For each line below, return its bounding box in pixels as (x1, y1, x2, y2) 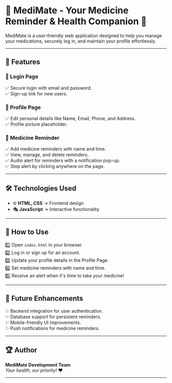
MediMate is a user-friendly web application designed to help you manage (5, 32, 162, 39)
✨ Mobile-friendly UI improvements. (5, 319, 81, 325)
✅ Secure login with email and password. (5, 85, 92, 91)
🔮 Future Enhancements (5, 294, 83, 303)
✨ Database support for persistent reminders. (5, 313, 101, 320)
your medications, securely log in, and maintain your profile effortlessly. (5, 38, 157, 44)
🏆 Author (5, 346, 37, 355)
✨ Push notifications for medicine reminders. (5, 325, 100, 331)
